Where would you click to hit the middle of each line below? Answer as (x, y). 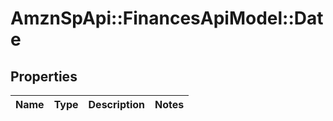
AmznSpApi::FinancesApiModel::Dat (167, 18)
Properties (44, 76)
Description (116, 104)
